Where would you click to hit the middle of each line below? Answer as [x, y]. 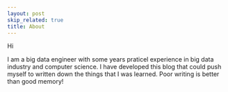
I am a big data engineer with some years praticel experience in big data [111, 59]
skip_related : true [35, 20]
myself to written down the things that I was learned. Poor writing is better [113, 74]
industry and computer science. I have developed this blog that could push [114, 67]
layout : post [26, 13]
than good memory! [35, 82]
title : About [26, 26]
